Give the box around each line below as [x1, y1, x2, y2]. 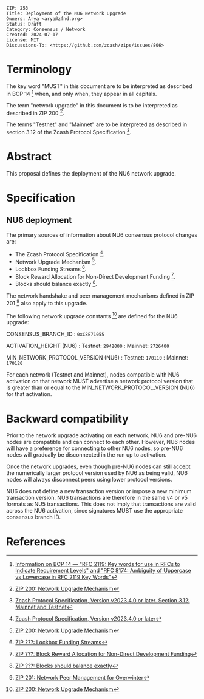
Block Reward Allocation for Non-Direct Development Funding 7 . [15, 271, 176, 280]
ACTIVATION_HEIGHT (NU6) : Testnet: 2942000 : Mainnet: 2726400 [6, 343, 169, 350]
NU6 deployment [6, 215, 72, 225]
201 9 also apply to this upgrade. [6, 299, 88, 307]
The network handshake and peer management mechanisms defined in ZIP [6, 292, 194, 299]
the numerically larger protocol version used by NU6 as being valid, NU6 [6, 469, 188, 477]
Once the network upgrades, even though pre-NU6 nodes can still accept [6, 463, 191, 470]
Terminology [6, 63, 72, 77]
